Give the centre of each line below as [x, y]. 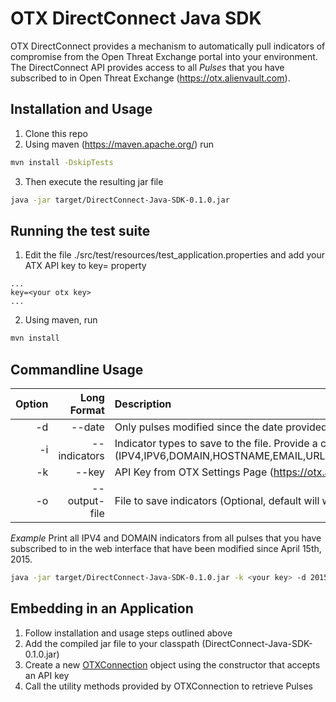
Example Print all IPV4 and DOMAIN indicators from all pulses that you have [166, 538]
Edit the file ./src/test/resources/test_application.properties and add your [175, 255]
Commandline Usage [77, 369]
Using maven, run [61, 320]
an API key [47, 675]
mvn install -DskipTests [62, 162]
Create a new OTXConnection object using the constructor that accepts [172, 664]
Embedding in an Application [102, 608]
